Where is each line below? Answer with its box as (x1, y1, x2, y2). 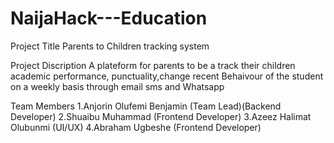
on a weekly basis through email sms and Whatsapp (10, 80, 225, 92)
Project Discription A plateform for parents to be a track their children (10, 59, 296, 71)
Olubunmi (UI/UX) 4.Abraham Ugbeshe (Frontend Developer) (10, 121, 262, 133)
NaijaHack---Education (10, 7, 208, 30)
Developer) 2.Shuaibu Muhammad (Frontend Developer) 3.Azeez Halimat (10, 110, 312, 122)
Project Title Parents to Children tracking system (10, 40, 210, 52)
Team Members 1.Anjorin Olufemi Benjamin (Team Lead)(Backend (10, 100, 282, 112)
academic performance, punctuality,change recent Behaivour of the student (10, 70, 324, 82)
